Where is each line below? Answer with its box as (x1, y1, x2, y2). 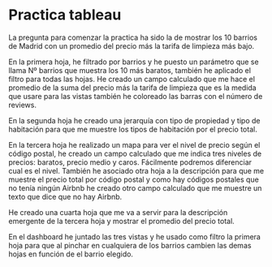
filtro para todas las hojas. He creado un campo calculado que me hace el (8, 74, 256, 84)
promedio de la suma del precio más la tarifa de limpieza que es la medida (8, 83, 257, 93)
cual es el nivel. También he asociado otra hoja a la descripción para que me (8, 166, 265, 175)
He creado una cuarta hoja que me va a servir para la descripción (8, 207, 228, 217)
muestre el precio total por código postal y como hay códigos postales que (8, 174, 260, 184)
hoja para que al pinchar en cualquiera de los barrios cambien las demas (8, 240, 252, 250)
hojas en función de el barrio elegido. (8, 249, 134, 259)
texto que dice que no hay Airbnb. (8, 192, 123, 201)
